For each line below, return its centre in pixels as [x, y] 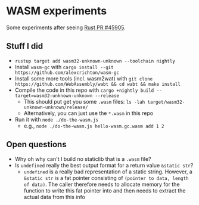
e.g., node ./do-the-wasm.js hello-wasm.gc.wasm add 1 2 [94, 126]
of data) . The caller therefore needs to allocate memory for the [102, 184]
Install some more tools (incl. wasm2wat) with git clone [84, 78]
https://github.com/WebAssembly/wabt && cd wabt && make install [97, 84]
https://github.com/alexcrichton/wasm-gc [67, 73]
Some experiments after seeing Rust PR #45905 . [66, 27]
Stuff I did [25, 46]
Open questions [36, 145]
